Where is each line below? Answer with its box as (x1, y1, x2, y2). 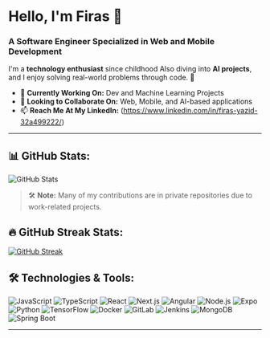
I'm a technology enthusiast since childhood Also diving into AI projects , (8, 64, 252, 74)
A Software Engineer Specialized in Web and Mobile (8, 36, 215, 47)
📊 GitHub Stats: (8, 149, 91, 163)
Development (8, 46, 63, 57)
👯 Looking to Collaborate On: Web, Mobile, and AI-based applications (19, 96, 253, 107)
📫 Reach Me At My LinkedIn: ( (19, 106, 124, 116)
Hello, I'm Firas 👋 (8, 7, 123, 26)
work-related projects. (27, 202, 102, 212)
